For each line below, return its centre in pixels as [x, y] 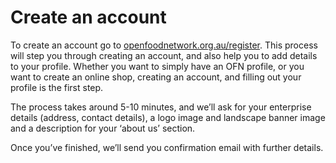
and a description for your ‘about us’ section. [103, 128]
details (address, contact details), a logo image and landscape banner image [168, 117]
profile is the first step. [57, 87]
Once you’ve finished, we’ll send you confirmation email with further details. [167, 147]
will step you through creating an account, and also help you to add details [164, 55]
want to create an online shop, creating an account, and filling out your [156, 77]
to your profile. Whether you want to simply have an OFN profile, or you [157, 66]
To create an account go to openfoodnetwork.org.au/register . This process [164, 45]
